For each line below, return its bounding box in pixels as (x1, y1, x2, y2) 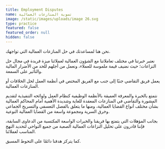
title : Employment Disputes (5, 7, 64, 12)
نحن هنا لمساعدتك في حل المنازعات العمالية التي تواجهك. (5, 48, 110, 54)
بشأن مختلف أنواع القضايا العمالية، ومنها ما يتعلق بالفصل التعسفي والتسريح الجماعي (5, 103, 159, 109)
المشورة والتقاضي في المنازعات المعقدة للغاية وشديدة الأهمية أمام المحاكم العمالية (5, 98, 157, 104)
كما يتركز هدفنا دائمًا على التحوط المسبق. (5, 138, 81, 144)
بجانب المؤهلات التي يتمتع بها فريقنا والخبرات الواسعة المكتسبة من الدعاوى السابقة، (5, 118, 158, 124)
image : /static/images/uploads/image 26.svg (5, 16, 99, 21)
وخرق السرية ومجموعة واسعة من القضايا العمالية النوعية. (5, 108, 110, 114)
